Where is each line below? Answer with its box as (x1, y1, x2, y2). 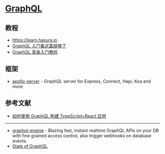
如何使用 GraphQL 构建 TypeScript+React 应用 (12, 113, 107, 119)
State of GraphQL (12, 143, 48, 149)
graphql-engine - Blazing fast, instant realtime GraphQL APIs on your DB (12, 127, 159, 133)
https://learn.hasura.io (12, 37, 57, 43)
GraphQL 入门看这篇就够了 (12, 43, 66, 49)
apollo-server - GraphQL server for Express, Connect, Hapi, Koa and (12, 78, 151, 84)
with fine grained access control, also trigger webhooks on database (12, 132, 151, 138)
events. (12, 138, 27, 144)
